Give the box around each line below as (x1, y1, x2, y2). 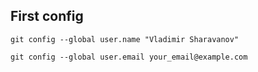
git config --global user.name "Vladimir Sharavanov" (10, 34, 240, 44)
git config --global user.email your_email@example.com (10, 52, 248, 62)
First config (10, 8, 84, 25)
